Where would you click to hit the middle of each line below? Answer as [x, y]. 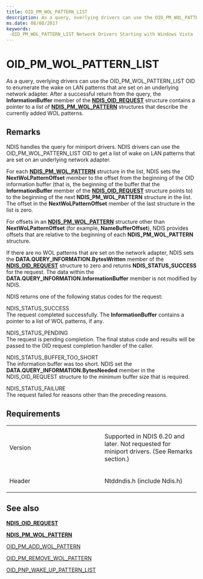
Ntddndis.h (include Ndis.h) [144, 480]
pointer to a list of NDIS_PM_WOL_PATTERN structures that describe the [97, 107]
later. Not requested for [138, 443]
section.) [117, 459]
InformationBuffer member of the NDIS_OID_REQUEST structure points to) [100, 191]
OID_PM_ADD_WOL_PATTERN [43, 546]
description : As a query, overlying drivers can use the [79, 18]
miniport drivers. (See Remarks [149, 451]
